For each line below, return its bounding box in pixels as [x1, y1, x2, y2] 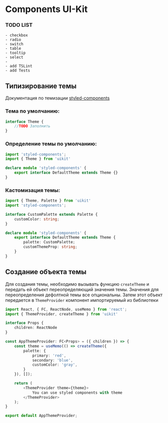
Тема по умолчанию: [5, 108, 60, 115]
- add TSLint [5, 64, 33, 69]
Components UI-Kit [5, 4, 88, 15]
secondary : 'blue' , [32, 358, 73, 363]
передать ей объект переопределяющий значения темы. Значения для [5, 286, 159, 292]
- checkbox [5, 33, 28, 38]
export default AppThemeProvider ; [5, 413, 78, 418]
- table [5, 46, 22, 51]
